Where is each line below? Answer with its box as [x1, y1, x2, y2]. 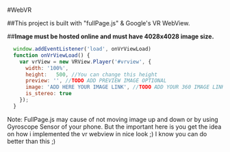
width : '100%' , [25, 64, 69, 71]
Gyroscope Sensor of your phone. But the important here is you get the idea [7, 123, 222, 131]
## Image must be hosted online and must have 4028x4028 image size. [7, 32, 214, 40]
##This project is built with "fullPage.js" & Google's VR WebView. [7, 19, 190, 27]
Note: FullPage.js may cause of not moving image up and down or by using [7, 115, 218, 123]
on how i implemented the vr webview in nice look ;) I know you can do [7, 129, 207, 138]
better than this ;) [7, 137, 56, 145]
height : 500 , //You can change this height [25, 71, 157, 78]
